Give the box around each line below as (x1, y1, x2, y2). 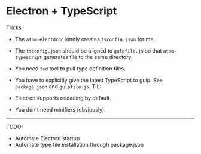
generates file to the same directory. (43, 53, 133, 60)
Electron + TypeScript (6, 4, 117, 18)
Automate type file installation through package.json (14, 141, 144, 148)
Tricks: (6, 24, 23, 31)
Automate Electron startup (14, 134, 80, 141)
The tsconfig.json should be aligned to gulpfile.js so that (14, 47, 162, 54)
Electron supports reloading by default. (14, 94, 112, 101)
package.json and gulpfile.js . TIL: (14, 82, 102, 90)
